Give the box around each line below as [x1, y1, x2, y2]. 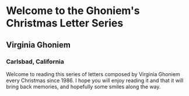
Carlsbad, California [6, 57, 64, 66]
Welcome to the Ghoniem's [6, 4, 140, 18]
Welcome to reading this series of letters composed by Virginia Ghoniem [6, 70, 180, 77]
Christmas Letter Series [6, 16, 124, 30]
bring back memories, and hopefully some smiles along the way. [6, 83, 161, 90]
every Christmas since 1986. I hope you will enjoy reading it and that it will [6, 77, 184, 84]
